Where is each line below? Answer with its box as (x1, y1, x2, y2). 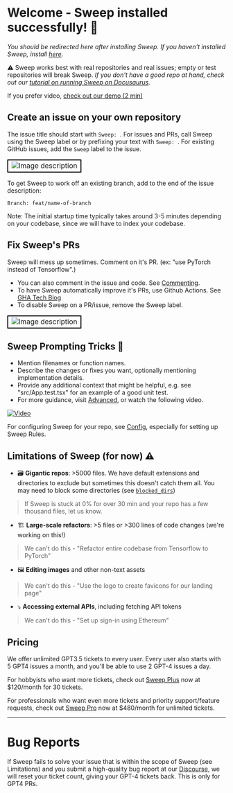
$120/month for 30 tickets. (7, 683, 83, 691)
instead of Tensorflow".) (7, 265, 76, 273)
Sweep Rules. (7, 430, 46, 438)
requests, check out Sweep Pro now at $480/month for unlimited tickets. (7, 704, 215, 712)
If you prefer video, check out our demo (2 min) (7, 91, 144, 100)
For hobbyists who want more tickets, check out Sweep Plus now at (7, 676, 201, 683)
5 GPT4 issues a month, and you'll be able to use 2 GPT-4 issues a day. (7, 662, 212, 670)
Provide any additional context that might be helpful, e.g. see (17, 381, 191, 390)
